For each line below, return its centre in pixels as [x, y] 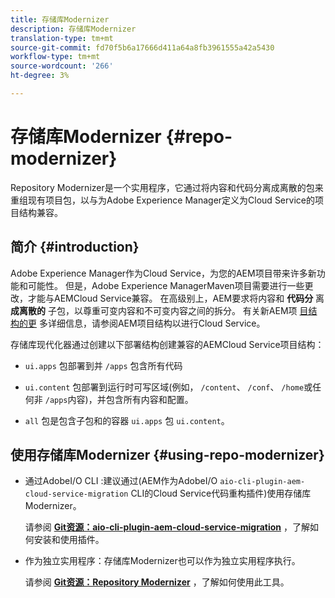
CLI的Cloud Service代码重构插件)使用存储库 [221, 493]
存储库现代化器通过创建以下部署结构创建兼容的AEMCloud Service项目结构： [167, 344]
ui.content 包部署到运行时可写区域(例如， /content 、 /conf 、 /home [164, 387]
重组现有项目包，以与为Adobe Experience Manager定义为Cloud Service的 [162, 200]
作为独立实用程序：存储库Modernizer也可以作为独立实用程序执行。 [162, 561]
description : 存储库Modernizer [73, 29]
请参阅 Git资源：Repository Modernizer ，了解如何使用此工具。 [157, 582]
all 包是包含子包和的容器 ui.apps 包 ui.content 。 [127, 420]
